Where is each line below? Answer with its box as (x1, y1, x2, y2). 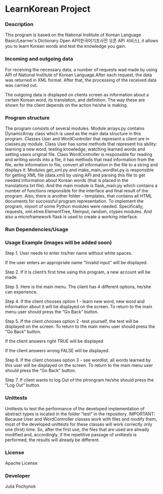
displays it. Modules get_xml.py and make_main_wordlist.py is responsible (5, 167, 154, 173)
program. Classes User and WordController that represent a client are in (5, 136, 150, 142)
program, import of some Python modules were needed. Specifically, (5, 203, 144, 209)
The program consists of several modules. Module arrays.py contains (5, 126, 145, 132)
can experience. (5, 289, 38, 295)
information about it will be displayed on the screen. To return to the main (5, 304, 153, 310)
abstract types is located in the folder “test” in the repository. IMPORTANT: (5, 411, 155, 417)
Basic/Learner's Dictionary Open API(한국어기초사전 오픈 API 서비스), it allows (5, 38, 159, 44)
